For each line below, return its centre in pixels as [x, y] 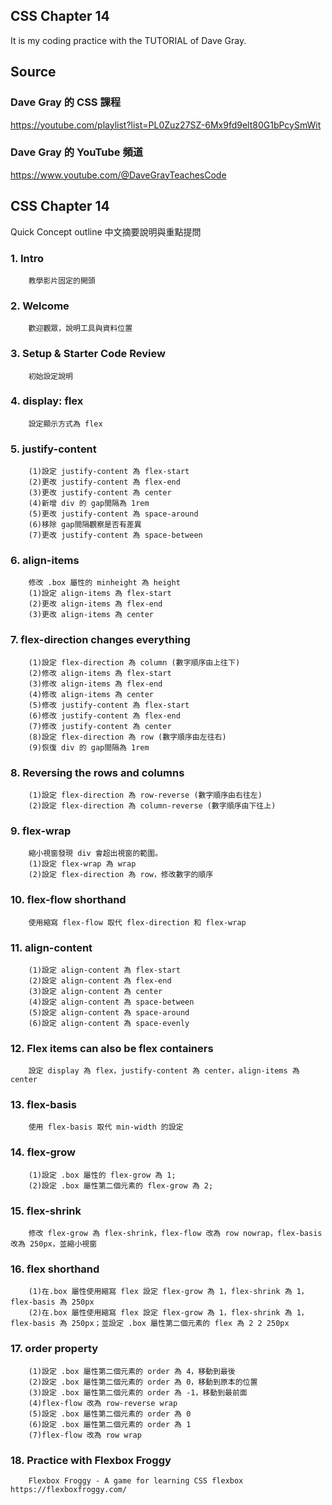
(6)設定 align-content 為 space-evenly [109, 1023]
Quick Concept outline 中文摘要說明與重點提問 [106, 231]
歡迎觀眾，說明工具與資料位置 [80, 329]
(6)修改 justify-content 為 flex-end [104, 715]
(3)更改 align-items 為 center [91, 615]
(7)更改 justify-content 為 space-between [115, 535]
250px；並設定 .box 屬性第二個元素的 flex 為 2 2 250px [180, 1324]
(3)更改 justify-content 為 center [100, 493]
